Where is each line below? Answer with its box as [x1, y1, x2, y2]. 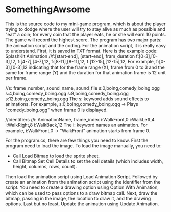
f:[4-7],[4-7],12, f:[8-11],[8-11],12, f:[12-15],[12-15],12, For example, [17, 58, 155, 65]
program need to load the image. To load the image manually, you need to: [5, 142, 162, 149]
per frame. [5, 75, 28, 81]
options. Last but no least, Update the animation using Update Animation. [5, 201, 159, 207]
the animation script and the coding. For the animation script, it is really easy [5, 42, 166, 48]
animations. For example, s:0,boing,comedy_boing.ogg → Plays [5, 101, 139, 107]
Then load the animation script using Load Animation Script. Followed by [5, 173, 158, 180]
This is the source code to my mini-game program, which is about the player [5, 20, 166, 27]
